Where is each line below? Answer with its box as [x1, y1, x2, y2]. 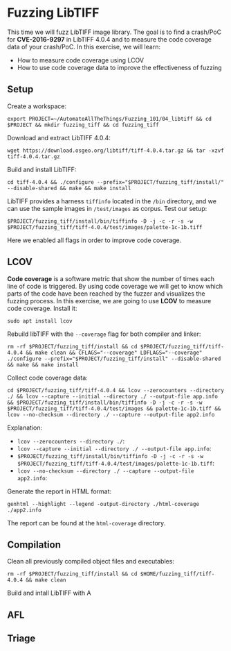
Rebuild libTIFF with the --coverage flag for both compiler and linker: [7, 330, 201, 338]
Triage [7, 633, 36, 645]
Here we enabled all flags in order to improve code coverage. [7, 236, 182, 244]
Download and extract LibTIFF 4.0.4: [7, 133, 111, 142]
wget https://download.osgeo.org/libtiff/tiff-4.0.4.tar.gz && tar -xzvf [7, 147, 225, 154]
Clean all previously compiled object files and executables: [7, 557, 175, 566]
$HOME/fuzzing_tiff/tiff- [140, 570, 215, 577]
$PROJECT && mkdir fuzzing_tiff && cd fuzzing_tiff [7, 121, 159, 128]
